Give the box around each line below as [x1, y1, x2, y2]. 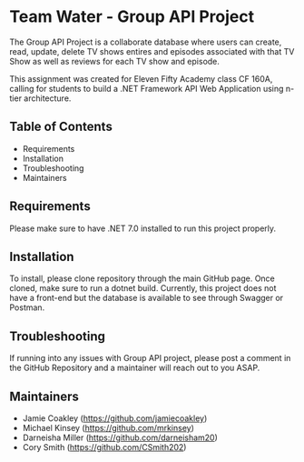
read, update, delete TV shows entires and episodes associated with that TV [9, 45, 295, 56]
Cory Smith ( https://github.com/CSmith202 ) [22, 442, 187, 452]
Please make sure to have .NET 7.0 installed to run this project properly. [9, 223, 277, 234]
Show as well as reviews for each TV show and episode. [9, 55, 221, 66]
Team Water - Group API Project [9, 6, 255, 27]
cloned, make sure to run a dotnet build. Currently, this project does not [9, 283, 277, 294]
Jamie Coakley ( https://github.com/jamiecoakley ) [22, 413, 208, 424]
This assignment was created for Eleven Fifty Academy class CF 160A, [9, 73, 273, 84]
